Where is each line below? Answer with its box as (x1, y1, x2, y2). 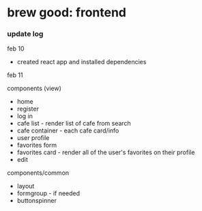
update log (7, 29, 44, 39)
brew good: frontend (7, 5, 126, 20)
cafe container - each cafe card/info (16, 126, 119, 135)
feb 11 (7, 71, 23, 79)
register (16, 104, 40, 113)
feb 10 (7, 44, 25, 53)
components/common (7, 169, 70, 177)
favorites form (16, 141, 57, 150)
